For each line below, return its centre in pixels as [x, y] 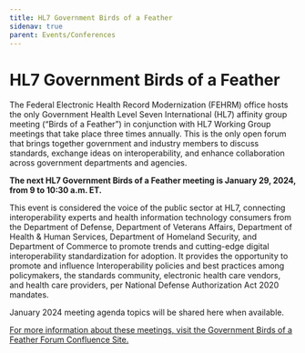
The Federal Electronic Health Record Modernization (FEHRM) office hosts [149, 105]
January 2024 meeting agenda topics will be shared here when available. [147, 313]
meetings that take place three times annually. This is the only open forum [148, 134]
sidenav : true [36, 26]
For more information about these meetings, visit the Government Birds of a [151, 330]
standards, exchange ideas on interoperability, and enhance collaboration [147, 153]
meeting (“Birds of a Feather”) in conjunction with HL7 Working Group [140, 125]
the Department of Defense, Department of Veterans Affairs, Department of [151, 227]
